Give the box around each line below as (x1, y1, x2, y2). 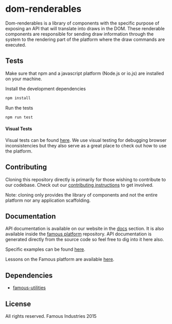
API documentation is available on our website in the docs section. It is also (5, 226, 164, 232)
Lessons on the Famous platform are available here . (5, 256, 115, 263)
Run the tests (5, 104, 33, 111)
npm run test (5, 115, 33, 120)
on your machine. (5, 75, 42, 82)
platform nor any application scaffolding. (5, 197, 91, 203)
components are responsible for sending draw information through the (5, 31, 154, 37)
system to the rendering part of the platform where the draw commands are (5, 36, 165, 42)
